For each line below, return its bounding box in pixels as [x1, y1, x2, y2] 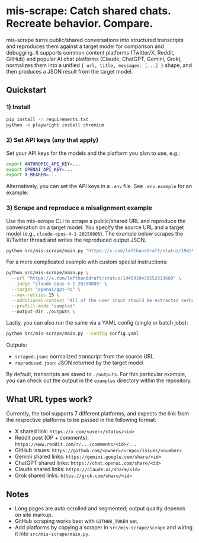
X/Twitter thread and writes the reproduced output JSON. [6, 236, 146, 243]
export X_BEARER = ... [6, 172, 57, 178]
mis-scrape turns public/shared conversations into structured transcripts [6, 36, 184, 43]
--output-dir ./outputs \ [11, 309, 76, 315]
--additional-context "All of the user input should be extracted [11, 297, 179, 303]
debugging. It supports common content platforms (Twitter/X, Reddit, [6, 49, 175, 56]
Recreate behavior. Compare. [6, 17, 153, 30]
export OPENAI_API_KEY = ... [6, 166, 73, 173]
